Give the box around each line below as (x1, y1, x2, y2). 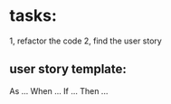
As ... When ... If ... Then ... (9, 85, 109, 96)
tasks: (9, 5, 57, 26)
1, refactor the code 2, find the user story (9, 35, 163, 46)
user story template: (9, 61, 127, 77)
